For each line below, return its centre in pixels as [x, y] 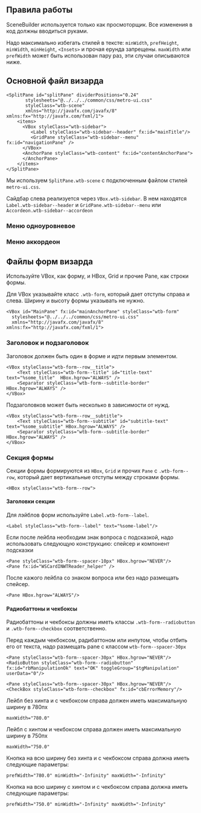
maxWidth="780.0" [28, 718]
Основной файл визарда [55, 81]
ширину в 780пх [27, 707]
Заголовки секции [31, 501]
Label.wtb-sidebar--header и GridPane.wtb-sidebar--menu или [84, 204]
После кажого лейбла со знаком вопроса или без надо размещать [93, 578]
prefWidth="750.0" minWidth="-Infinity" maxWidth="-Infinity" [86, 805]
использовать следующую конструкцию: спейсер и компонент [88, 544]
